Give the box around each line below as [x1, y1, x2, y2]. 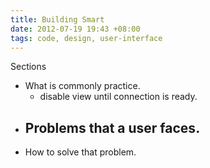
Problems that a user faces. [24, 119, 201, 136]
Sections [10, 61, 47, 73]
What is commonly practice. [24, 80, 141, 92]
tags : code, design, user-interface [10, 33, 163, 43]
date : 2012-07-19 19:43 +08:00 [10, 24, 141, 34]
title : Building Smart [10, 14, 105, 25]
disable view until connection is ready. [39, 91, 198, 103]
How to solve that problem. [24, 146, 137, 158]
